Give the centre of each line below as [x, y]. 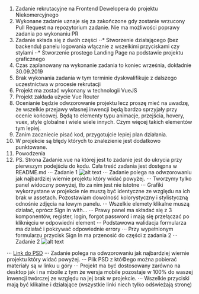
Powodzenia [31, 153]
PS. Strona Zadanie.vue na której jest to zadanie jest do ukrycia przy [99, 160]
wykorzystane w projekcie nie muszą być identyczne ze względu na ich [102, 191]
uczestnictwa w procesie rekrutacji [58, 84]
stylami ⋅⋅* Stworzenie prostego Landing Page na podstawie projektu [99, 52]
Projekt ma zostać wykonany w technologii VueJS [76, 90]
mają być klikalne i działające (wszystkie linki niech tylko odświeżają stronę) [99, 285]
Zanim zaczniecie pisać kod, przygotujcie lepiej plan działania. [91, 135]
